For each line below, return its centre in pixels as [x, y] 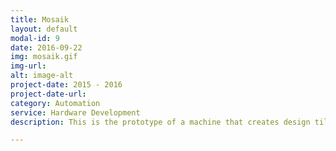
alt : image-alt [42, 76]
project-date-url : [48, 94]
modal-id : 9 [35, 38]
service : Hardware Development [75, 112]
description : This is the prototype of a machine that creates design [160, 122]
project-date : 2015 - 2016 [66, 85]
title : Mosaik [40, 19]
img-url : [28, 66]
